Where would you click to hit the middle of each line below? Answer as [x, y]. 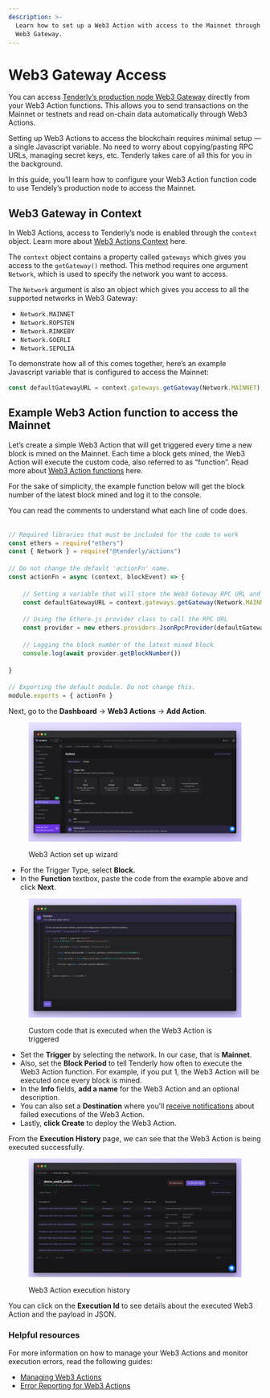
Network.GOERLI [45, 340]
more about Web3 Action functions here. [76, 470]
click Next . [38, 887]
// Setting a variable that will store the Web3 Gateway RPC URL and [142, 594]
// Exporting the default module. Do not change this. [102, 687]
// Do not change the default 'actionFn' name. [90, 569]
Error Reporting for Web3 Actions [75, 1385]
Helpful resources [44, 1335]
